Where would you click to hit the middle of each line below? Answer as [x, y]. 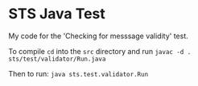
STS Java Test [57, 14]
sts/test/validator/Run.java [57, 59]
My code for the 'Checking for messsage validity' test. [99, 36]
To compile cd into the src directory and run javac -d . [100, 51]
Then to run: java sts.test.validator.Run [78, 73]
